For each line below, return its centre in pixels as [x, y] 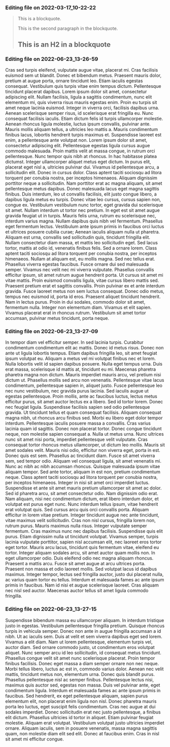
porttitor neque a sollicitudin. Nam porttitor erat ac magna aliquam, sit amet [84, 183]
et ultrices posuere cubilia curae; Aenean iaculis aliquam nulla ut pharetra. [83, 232]
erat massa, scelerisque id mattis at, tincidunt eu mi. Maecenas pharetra [81, 369]
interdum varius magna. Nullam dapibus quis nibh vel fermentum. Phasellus [84, 221]
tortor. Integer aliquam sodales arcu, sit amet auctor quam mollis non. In [80, 553]
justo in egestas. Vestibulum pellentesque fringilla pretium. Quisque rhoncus [85, 626]
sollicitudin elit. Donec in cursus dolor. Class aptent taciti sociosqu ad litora [83, 172]
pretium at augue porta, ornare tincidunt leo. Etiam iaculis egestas [74, 81]
